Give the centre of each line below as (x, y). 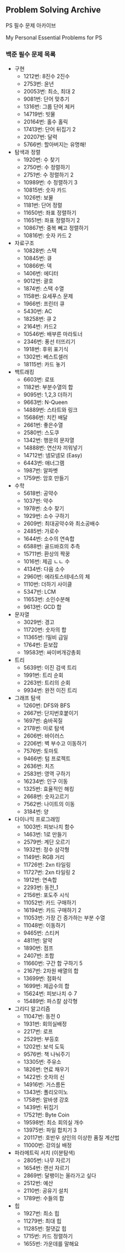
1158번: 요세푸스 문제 (48, 296)
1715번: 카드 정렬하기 (48, 1236)
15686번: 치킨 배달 (45, 417)
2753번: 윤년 (39, 84)
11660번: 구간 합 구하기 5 (53, 963)
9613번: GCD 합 (42, 607)
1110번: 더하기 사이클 (48, 584)
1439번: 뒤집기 (41, 1107)
